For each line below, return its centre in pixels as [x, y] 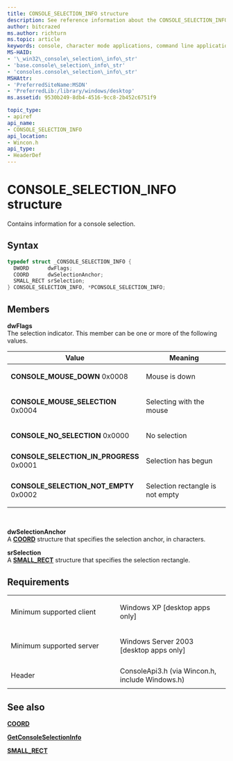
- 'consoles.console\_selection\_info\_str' [72, 72]
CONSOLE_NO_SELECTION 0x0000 [70, 435]
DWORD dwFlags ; [43, 268]
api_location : [28, 136]
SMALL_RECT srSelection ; [49, 281]
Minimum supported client [53, 612]
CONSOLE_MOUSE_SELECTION [63, 402]
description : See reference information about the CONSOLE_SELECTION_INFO [118, 20]
